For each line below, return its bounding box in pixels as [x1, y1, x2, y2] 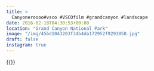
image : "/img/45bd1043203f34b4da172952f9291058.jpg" [6, 31, 140, 37]
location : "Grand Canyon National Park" [6, 25, 109, 32]
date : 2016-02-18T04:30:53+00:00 [6, 20, 90, 26]
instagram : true [6, 42, 47, 48]
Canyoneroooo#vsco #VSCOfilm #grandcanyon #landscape [11, 14, 148, 20]
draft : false [6, 36, 39, 42]
